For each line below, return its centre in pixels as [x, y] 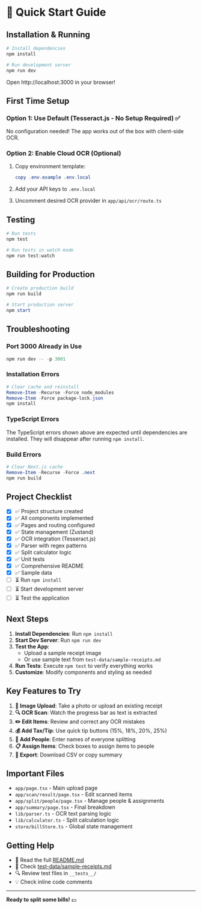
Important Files [35, 774]
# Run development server [38, 65]
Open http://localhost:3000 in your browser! [61, 82]
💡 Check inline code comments [54, 882]
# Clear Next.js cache [35, 467]
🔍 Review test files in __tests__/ [56, 873]
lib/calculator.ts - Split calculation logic [67, 820]
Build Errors [24, 454]
